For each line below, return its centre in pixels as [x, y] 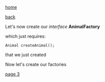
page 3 [12, 74]
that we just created [26, 55]
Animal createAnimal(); [30, 45]
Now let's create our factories [36, 64]
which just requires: [25, 36]
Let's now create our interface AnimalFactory [52, 26]
